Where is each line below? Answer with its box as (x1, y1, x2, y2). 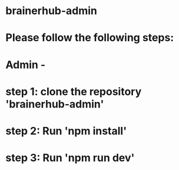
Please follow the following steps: (5, 31, 174, 45)
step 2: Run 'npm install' (5, 124, 127, 138)
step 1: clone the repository (5, 85, 142, 98)
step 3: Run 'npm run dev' (5, 151, 135, 165)
